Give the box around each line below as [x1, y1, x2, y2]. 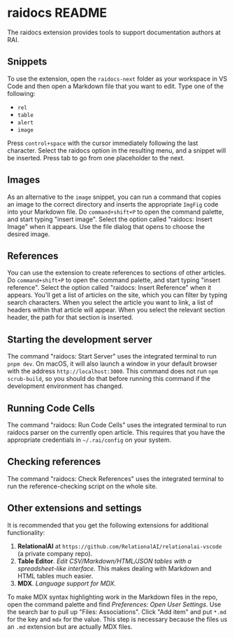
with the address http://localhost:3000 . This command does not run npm [7, 367, 219, 375]
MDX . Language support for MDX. [17, 579, 117, 588]
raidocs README [7, 5, 108, 21]
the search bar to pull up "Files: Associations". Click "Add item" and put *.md [7, 607, 227, 616]
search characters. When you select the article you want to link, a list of [7, 298, 214, 307]
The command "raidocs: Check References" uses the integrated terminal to [7, 474, 224, 483]
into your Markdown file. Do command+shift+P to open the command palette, [7, 207, 224, 216]
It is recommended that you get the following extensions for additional [7, 520, 209, 529]
